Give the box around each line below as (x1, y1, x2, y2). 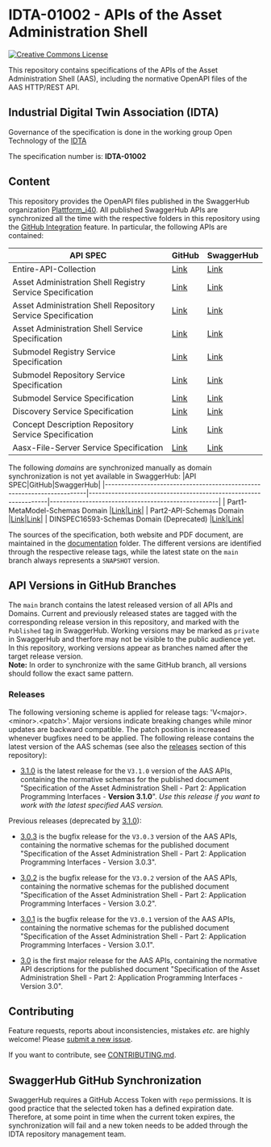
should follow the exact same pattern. (8, 668, 134, 679)
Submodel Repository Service (12, 369, 125, 380)
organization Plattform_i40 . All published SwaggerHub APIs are (8, 204, 219, 215)
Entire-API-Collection (12, 263, 97, 274)
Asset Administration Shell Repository (12, 299, 156, 311)
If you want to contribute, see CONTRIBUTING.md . (8, 1050, 177, 1060)
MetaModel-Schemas (8, 505, 81, 515)
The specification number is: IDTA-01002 (8, 151, 147, 161)
